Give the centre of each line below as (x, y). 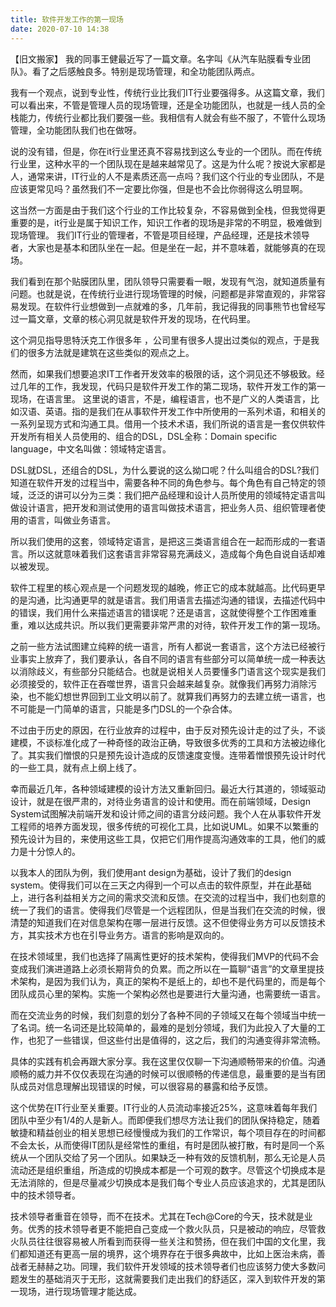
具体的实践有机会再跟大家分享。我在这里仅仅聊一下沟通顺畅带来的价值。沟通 (168, 1061)
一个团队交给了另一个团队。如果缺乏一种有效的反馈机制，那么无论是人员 (176, 1157)
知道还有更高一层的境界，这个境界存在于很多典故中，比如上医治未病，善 (176, 1253)
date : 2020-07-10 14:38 (60, 29)
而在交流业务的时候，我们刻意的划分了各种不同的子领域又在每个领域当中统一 (168, 1015)
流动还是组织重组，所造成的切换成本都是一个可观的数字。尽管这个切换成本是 (168, 1170)
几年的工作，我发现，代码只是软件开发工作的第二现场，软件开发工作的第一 (172, 386)
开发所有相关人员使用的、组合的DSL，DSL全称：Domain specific (144, 436)
